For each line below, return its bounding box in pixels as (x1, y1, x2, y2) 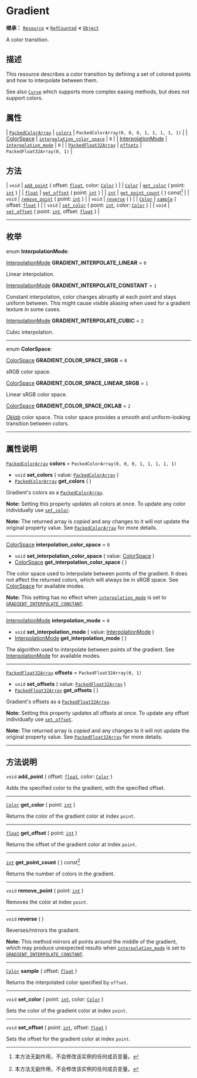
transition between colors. (6, 420, 69, 427)
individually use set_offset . (6, 715, 73, 723)
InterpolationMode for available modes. (6, 652, 101, 659)
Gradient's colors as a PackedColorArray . (6, 489, 104, 496)
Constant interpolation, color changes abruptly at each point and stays (6, 293, 176, 300)
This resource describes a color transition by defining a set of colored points (6, 70, 191, 78)
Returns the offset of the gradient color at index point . (6, 841, 137, 848)
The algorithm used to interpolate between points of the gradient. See (6, 646, 175, 653)
